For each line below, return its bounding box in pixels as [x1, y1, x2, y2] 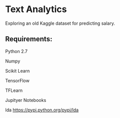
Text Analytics [5, 4, 67, 15]
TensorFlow [5, 77, 30, 84]
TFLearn [5, 87, 23, 93]
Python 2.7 [5, 48, 28, 54]
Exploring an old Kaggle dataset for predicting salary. [5, 20, 115, 26]
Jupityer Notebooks [5, 97, 47, 103]
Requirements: [5, 35, 53, 43]
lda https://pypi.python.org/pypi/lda [5, 107, 79, 113]
